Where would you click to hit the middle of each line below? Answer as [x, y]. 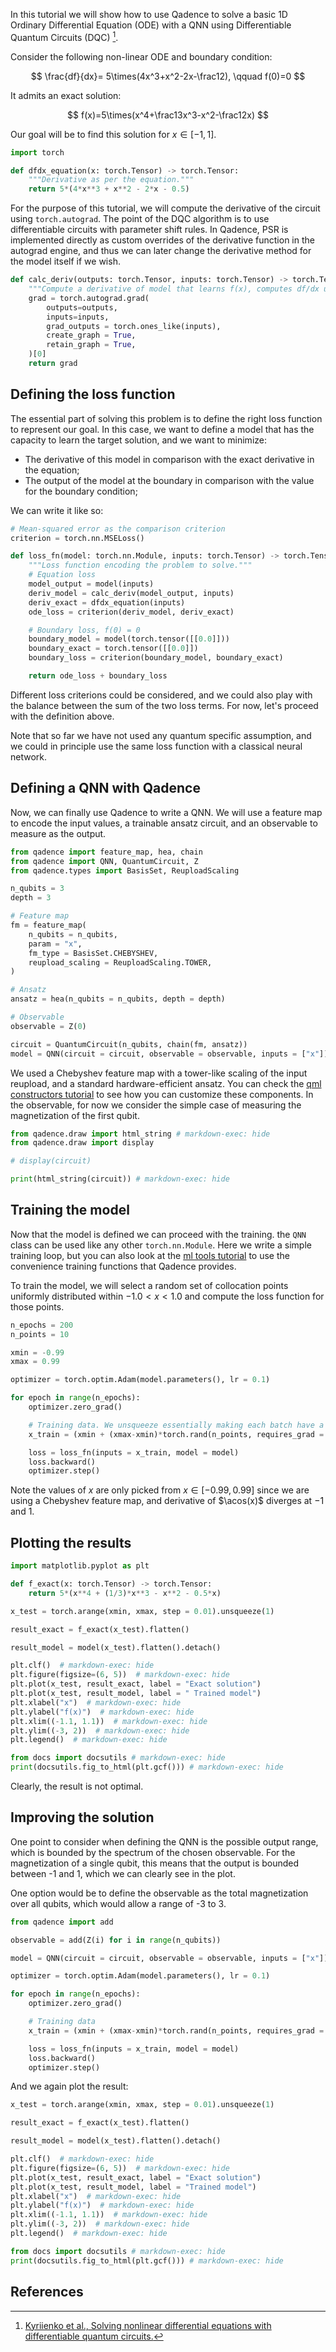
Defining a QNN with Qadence [105, 788]
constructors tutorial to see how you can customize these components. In [162, 1094]
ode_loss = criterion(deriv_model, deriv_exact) [131, 612]
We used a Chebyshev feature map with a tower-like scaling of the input [159, 1073]
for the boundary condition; [81, 491]
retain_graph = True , [91, 345]
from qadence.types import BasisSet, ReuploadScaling [125, 870]
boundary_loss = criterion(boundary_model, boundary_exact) [156, 658]
